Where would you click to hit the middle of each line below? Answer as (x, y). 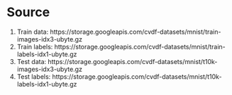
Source (28, 12)
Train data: (33, 32)
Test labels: (34, 76)
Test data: (32, 61)
